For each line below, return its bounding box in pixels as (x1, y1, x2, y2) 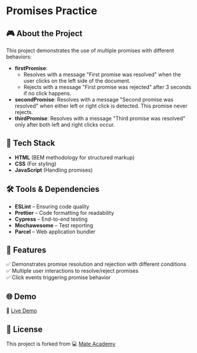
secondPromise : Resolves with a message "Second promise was (14, 96, 174, 103)
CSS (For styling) (14, 160, 57, 167)
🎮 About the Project (6, 28, 83, 38)
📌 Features (6, 245, 47, 255)
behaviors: (6, 53, 32, 60)
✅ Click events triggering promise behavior (6, 274, 111, 281)
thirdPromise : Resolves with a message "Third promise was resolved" (14, 115, 186, 122)
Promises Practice (6, 4, 97, 18)
